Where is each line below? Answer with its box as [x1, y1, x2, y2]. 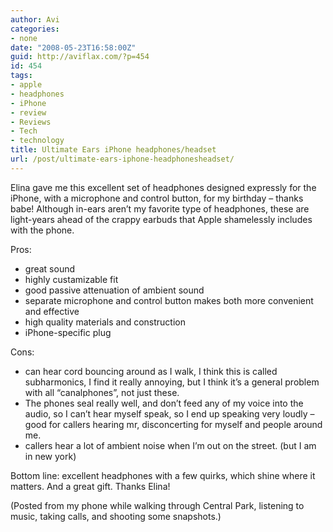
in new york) [24, 450, 77, 462]
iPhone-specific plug [24, 326, 112, 338]
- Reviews [10, 117, 52, 127]
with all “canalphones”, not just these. [24, 386, 180, 398]
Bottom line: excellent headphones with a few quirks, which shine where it [10, 469, 316, 481]
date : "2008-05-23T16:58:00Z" [10, 42, 137, 53]
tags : [10, 71, 33, 81]
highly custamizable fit [24, 273, 119, 285]
